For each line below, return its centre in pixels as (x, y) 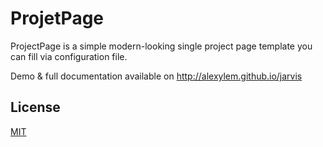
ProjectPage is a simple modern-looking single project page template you (161, 46)
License (35, 107)
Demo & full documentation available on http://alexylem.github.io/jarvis (156, 76)
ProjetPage (57, 18)
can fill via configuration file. (69, 56)
